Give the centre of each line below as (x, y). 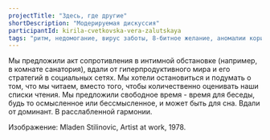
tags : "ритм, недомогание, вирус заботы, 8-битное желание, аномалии (127, 38)
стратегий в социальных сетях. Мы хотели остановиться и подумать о (130, 78)
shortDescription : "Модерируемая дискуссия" (84, 23)
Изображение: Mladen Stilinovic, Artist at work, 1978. (97, 127)
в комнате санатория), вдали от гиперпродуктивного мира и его (119, 70)
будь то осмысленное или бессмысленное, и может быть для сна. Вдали (134, 103)
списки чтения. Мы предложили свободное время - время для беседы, (132, 95)
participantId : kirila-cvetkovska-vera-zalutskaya (95, 30)
